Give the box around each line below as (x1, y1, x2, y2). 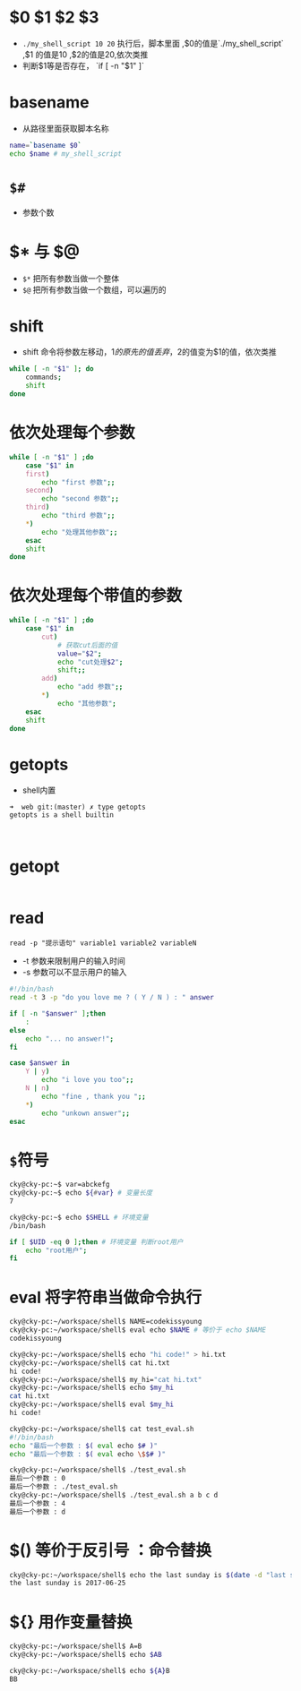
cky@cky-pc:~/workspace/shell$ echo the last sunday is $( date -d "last (9, 1570, 287, 1579)
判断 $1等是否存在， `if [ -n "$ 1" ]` (21, 60, 145, 71)
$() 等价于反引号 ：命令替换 (9, 1540, 212, 1560)
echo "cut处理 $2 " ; (56, 657, 124, 666)
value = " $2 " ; (56, 648, 102, 658)
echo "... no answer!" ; (25, 1034, 115, 1043)
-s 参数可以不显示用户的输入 (21, 966, 127, 978)
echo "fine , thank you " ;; (41, 1092, 146, 1101)
